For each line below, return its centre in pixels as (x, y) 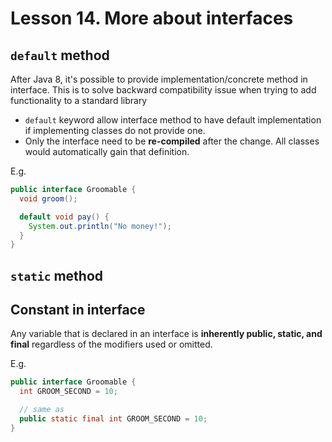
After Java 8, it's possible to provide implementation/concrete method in (159, 79)
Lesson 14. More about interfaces (152, 18)
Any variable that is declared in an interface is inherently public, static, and (166, 334)
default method (60, 55)
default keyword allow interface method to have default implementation (173, 120)
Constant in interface (78, 310)
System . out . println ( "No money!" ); (100, 226)
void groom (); (48, 198)
